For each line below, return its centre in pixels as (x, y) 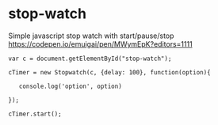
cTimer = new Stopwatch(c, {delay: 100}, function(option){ (110, 72)
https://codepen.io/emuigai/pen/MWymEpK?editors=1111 (100, 44)
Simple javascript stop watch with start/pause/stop (91, 36)
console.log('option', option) (71, 86)
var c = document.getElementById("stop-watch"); (90, 59)
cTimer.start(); (35, 114)
